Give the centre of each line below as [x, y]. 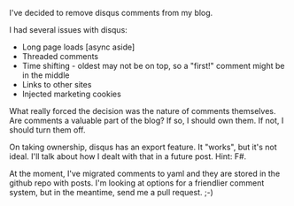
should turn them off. [47, 130]
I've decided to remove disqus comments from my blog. [111, 13]
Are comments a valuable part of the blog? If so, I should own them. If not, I [147, 120]
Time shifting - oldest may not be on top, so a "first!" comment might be [153, 66]
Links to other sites [57, 84]
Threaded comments [60, 56]
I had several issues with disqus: [69, 30]
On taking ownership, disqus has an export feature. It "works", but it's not [143, 147]
